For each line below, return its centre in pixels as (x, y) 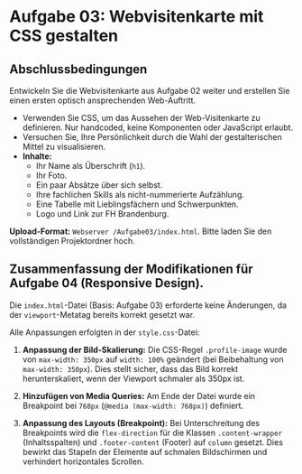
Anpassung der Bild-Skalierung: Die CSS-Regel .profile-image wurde (155, 349)
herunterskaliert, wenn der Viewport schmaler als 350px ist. (133, 378)
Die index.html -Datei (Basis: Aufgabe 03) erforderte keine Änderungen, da (148, 305)
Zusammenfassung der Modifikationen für (132, 270)
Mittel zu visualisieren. (64, 147)
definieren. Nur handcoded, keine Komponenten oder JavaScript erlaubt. (158, 127)
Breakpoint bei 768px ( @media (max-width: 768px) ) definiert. (133, 405)
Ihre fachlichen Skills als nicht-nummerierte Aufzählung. (140, 195)
